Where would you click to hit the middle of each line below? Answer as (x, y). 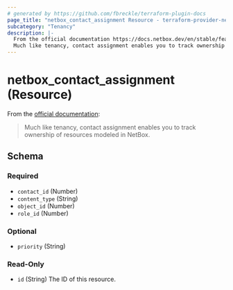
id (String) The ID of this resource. (67, 279)
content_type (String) (48, 199)
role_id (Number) (43, 213)
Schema (25, 156)
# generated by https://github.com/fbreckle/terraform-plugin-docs (107, 13)
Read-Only (26, 264)
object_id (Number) (46, 206)
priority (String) (41, 246)
